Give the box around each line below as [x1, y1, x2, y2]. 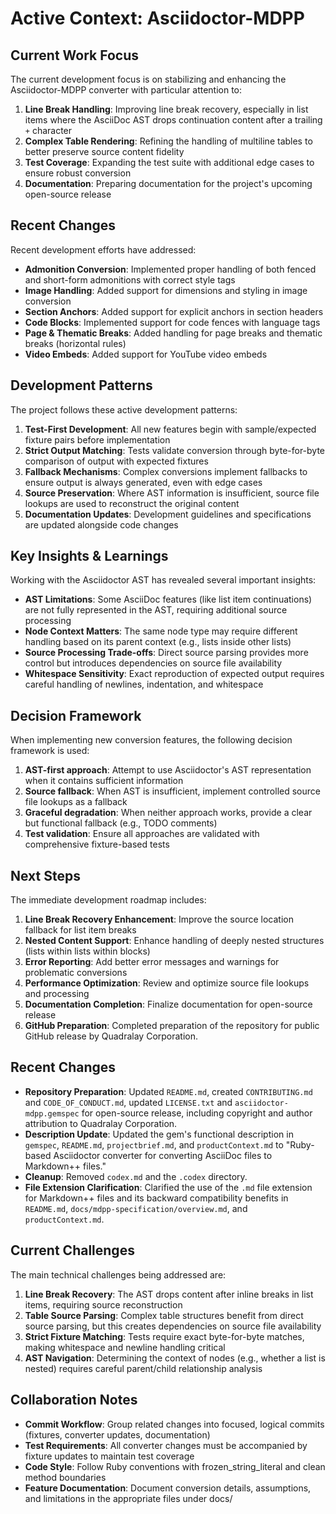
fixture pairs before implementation [24, 433, 171, 446]
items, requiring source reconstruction [24, 1298, 183, 1311]
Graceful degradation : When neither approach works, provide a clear [24, 807, 313, 819]
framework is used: [10, 745, 90, 757]
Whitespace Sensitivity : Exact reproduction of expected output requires [24, 668, 325, 680]
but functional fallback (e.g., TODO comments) [24, 817, 218, 829]
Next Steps [10, 867, 81, 884]
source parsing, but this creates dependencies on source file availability [24, 1320, 322, 1332]
